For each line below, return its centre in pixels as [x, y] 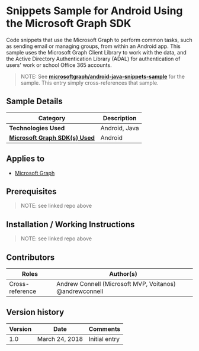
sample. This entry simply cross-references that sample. [89, 83]
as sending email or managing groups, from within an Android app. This [93, 46]
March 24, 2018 [60, 339]
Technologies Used [37, 128]
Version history [35, 312]
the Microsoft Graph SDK [69, 23]
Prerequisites [31, 191]
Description [120, 118]
